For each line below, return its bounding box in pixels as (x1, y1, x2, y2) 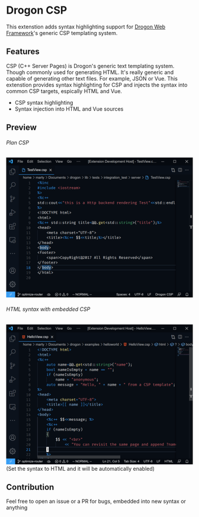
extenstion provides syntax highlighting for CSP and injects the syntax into (6, 81, 188, 88)
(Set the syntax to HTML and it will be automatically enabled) (6, 465, 155, 472)
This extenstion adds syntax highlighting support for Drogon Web (6, 23, 166, 30)
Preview (6, 123, 37, 133)
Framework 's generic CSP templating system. (6, 29, 118, 36)
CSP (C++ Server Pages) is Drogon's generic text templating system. (6, 62, 175, 69)
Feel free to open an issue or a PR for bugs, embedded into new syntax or (6, 498, 187, 505)
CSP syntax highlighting (14, 99, 73, 106)
